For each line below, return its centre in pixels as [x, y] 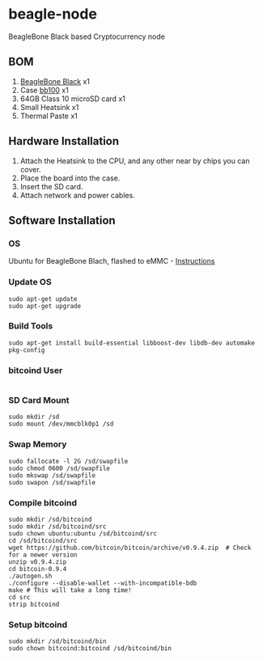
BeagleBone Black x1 [55, 81]
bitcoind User [36, 370]
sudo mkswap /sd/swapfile [52, 475]
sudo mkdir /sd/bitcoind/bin [57, 641]
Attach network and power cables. [77, 195]
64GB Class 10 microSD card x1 [72, 99]
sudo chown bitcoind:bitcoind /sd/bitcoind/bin [90, 649]
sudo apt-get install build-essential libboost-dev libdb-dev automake [131, 343]
